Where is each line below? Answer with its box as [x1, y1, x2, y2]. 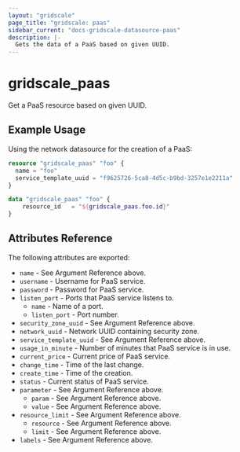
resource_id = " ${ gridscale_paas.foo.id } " [22, 203, 170, 211]
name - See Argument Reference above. [19, 268, 147, 277]
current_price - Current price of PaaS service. [19, 351, 171, 361]
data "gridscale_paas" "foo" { [8, 196, 111, 204]
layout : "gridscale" [8, 11, 76, 20]
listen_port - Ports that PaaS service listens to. [19, 292, 174, 303]
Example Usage [8, 123, 86, 137]
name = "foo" [15, 167, 58, 175]
